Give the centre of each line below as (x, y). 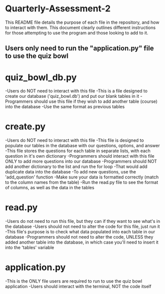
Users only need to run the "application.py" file (80, 48)
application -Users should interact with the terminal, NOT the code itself (78, 287)
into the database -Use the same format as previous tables (65, 107)
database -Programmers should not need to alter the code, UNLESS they (79, 237)
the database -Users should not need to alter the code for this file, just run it (82, 227)
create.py (25, 127)
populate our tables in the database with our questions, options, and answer (82, 146)
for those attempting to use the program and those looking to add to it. (77, 33)
